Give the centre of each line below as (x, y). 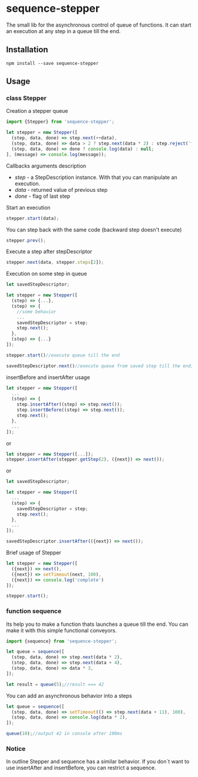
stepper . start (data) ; (33, 218)
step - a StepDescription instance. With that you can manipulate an (96, 177)
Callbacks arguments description (46, 166)
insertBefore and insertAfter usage (48, 377)
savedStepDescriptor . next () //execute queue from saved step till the (93, 366)
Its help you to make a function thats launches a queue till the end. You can (97, 624)
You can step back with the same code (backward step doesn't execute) (94, 230)
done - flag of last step (42, 196)
